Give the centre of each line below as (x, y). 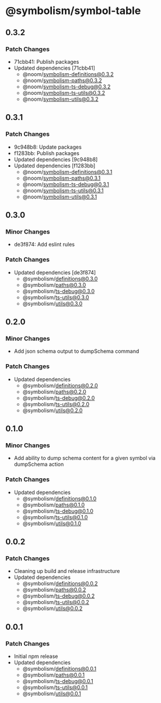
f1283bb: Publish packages (47, 153)
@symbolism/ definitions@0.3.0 (60, 279)
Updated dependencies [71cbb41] (55, 68)
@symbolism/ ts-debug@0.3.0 (59, 291)
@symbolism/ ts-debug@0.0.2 (59, 596)
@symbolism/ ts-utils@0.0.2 (56, 602)
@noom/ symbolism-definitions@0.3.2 (68, 74)
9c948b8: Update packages (48, 147)
